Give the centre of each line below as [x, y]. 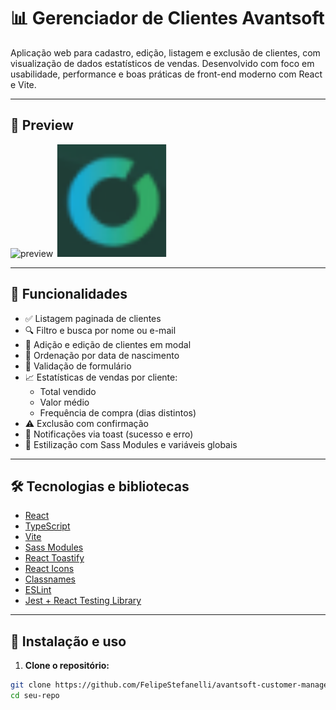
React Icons [49, 569]
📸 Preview [42, 125]
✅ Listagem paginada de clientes [93, 318]
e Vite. [23, 84]
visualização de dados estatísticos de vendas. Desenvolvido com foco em [162, 63]
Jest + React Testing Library [83, 601]
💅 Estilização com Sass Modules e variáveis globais [131, 444]
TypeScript [47, 526]
